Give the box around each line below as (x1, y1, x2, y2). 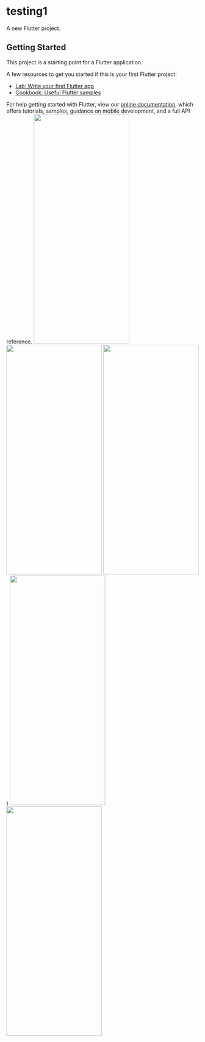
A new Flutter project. (6, 24, 61, 32)
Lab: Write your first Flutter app (15, 82, 95, 89)
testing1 (6, 4, 48, 18)
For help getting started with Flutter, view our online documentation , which (6, 100, 194, 108)
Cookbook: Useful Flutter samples (15, 89, 101, 96)
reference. (6, 338, 32, 345)
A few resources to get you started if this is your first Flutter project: (6, 70, 177, 78)
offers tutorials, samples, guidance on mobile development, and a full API (6, 107, 190, 114)
